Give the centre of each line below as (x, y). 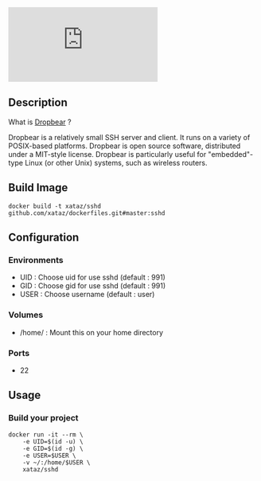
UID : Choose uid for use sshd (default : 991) (92, 277)
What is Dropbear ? (40, 122)
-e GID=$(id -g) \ (53, 448)
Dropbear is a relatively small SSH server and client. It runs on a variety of (129, 137)
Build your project (43, 418)
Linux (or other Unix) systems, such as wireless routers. (117, 162)
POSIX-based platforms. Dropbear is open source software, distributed (125, 146)
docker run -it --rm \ (46, 434)
